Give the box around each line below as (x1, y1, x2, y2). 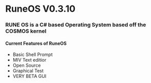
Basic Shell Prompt (12, 51, 53, 58)
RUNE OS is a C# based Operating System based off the (5, 21, 146, 29)
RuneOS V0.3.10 (5, 3, 76, 15)
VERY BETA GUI (12, 73, 47, 79)
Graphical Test (12, 68, 44, 74)
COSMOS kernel (5, 27, 47, 35)
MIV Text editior (12, 57, 47, 63)
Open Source (12, 62, 41, 69)
